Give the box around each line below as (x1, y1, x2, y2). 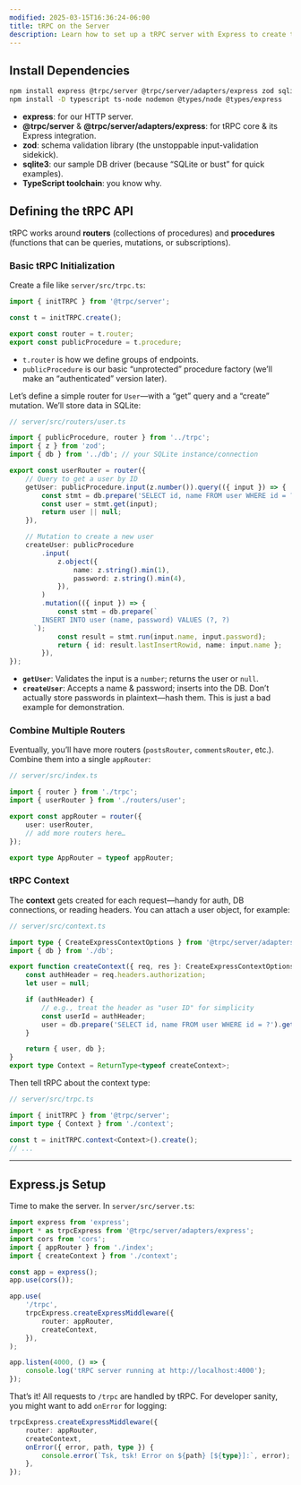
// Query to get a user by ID (25, 474, 139, 484)
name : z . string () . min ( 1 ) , (73, 565, 170, 574)
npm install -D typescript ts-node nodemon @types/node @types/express (9, 95, 282, 104)
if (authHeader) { (25, 995, 94, 1004)
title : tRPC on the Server (9, 21, 110, 30)
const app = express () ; (9, 1267, 99, 1276)
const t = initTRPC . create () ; (9, 313, 123, 322)
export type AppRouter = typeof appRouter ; (9, 853, 175, 863)
